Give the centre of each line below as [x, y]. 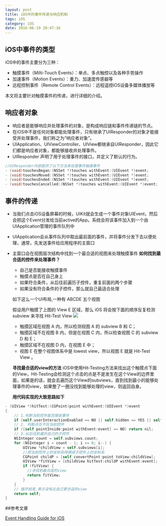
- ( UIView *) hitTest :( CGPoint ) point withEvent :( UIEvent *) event [73, 406]
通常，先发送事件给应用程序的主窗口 [58, 242]
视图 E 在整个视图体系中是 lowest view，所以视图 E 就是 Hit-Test [85, 351]
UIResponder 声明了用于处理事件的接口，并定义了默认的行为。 [76, 156]
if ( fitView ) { [39, 466]
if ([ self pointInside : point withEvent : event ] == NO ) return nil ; [84, 429]
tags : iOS [15, 19]
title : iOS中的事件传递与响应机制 [37, 14]
